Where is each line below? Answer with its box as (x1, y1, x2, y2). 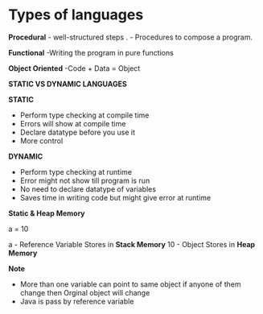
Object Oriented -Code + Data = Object (8, 63, 141, 73)
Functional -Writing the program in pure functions (8, 48, 175, 57)
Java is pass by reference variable (19, 296, 134, 306)
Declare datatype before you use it (19, 127, 135, 137)
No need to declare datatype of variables (19, 184, 157, 194)
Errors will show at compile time (19, 118, 126, 128)
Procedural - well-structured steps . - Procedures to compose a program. (8, 32, 253, 42)
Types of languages (8, 6, 144, 24)
